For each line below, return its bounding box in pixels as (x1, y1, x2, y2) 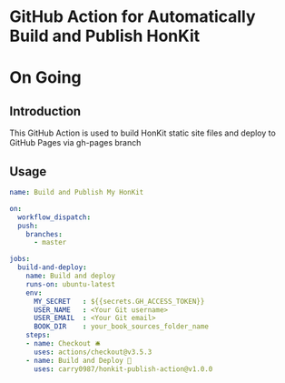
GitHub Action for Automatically (9, 6, 256, 27)
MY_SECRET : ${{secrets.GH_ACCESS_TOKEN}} (33, 297, 205, 306)
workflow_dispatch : (17, 212, 92, 222)
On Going (9, 67, 82, 88)
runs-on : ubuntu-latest (25, 279, 116, 288)
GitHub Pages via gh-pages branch (9, 137, 142, 148)
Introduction (9, 103, 82, 119)
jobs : (9, 255, 30, 264)
